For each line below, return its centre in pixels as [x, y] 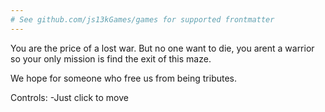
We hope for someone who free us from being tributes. [124, 78]
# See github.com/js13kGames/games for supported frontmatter [142, 19]
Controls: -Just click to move [69, 97]
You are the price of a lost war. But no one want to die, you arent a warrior [162, 48]
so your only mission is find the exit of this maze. [111, 58]
